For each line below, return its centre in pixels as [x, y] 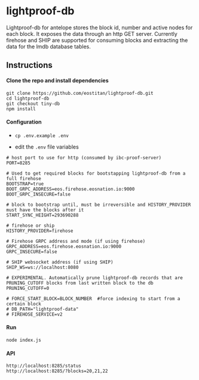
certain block [24, 304]
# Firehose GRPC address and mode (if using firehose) [76, 241]
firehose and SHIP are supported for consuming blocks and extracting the [97, 40]
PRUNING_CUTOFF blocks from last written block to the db [80, 283]
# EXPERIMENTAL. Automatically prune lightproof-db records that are [95, 278]
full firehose [24, 178]
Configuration [24, 122]
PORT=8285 [19, 163]
